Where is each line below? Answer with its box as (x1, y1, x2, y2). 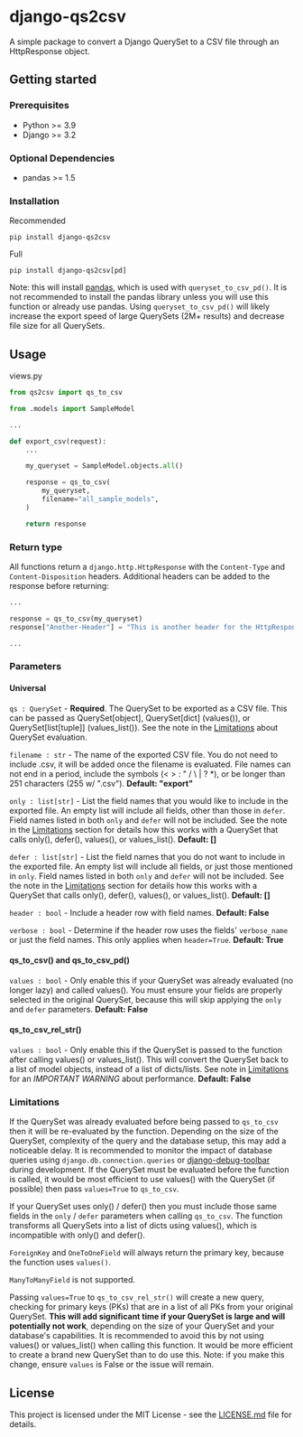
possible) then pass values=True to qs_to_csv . (9, 1183, 179, 1194)
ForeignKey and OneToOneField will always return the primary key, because (9, 1247, 284, 1258)
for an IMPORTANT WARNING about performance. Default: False (9, 1073, 252, 1084)
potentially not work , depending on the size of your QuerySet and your (9, 1320, 275, 1331)
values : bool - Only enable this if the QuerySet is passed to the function (9, 1044, 283, 1055)
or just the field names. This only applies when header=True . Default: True (9, 934, 284, 945)
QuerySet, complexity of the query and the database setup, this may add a (9, 1135, 287, 1146)
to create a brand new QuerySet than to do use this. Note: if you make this (9, 1349, 285, 1360)
